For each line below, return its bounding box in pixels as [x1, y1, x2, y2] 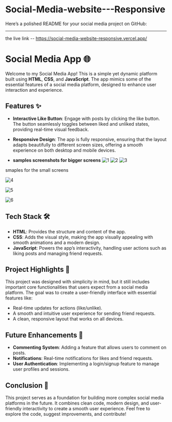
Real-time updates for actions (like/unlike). [12, 305, 102, 311]
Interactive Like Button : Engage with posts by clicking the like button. [12, 115, 160, 122]
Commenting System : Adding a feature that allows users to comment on [12, 345, 166, 351]
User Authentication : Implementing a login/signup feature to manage [12, 360, 160, 367]
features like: [5, 295, 33, 301]
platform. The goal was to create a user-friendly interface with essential [5, 290, 157, 296]
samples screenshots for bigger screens [12, 157, 101, 163]
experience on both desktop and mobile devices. [12, 147, 116, 153]
